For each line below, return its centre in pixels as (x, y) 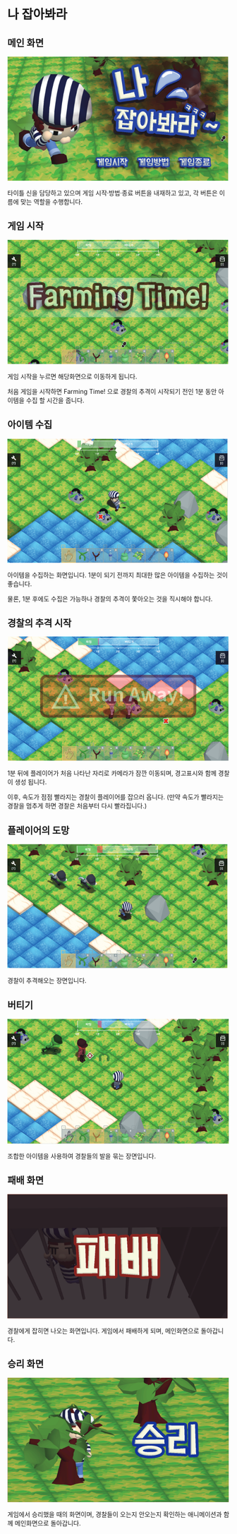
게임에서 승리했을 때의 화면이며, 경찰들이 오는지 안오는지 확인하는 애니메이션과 (115, 1514)
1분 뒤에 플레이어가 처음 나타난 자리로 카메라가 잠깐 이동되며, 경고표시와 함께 (112, 773)
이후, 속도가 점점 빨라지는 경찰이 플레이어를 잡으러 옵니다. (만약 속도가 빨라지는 (116, 797)
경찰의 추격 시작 (39, 623)
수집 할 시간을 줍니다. (55, 400)
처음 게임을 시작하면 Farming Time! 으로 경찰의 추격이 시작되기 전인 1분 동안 (112, 391)
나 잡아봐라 (37, 14)
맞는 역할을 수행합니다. (51, 202)
